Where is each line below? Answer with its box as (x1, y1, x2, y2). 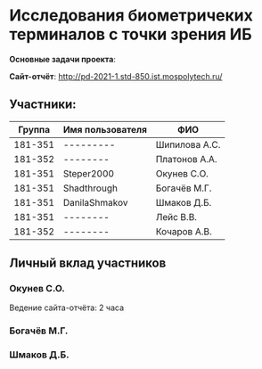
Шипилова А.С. (155, 138, 221, 151)
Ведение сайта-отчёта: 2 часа (9, 302, 125, 313)
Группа (17, 123, 51, 135)
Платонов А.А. (155, 152, 217, 165)
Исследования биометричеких (9, 5, 254, 26)
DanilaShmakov (62, 196, 128, 209)
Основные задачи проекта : (9, 53, 116, 64)
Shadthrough (62, 182, 119, 194)
